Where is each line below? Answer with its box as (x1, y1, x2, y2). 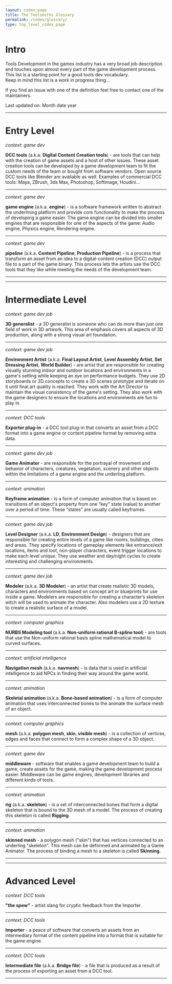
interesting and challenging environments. (5, 559, 94, 565)
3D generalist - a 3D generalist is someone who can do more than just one (5, 321, 163, 327)
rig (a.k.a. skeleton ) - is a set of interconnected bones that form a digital (5, 802, 158, 808)
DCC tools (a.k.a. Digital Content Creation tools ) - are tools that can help (5, 152, 160, 158)
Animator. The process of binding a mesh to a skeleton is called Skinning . (5, 848, 161, 854)
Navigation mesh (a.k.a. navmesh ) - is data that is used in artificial (5, 665, 147, 671)
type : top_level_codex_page (5, 22, 66, 27)
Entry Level (5, 125, 55, 137)
